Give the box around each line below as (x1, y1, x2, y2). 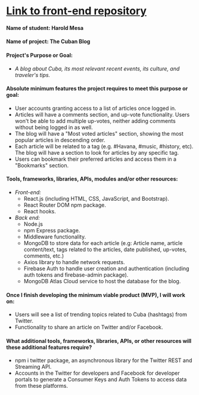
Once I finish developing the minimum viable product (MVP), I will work (6, 291, 186, 298)
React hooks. (23, 207, 57, 215)
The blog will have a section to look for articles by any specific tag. (14, 149, 179, 156)
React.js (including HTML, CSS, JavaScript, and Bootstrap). (23, 195, 170, 202)
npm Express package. (23, 226, 80, 234)
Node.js (23, 220, 43, 228)
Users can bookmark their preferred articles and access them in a (14, 155, 177, 163)
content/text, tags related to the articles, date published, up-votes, (23, 246, 187, 253)
